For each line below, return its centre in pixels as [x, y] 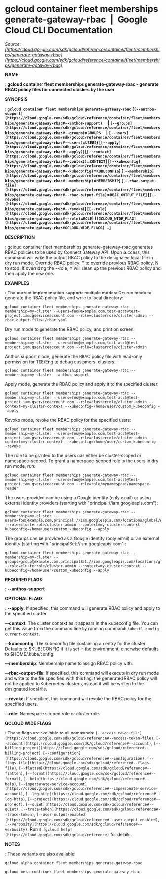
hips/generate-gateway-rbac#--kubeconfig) [49, 171]
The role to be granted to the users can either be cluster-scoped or [73, 455]
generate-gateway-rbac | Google [76, 20]
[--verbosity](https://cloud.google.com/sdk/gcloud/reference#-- [74, 824]
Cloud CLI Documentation [59, 30]
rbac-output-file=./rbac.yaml [36, 320]
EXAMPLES [17, 283]
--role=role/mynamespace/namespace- [114, 484]
